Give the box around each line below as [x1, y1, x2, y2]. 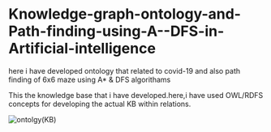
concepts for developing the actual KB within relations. [8, 99, 191, 109]
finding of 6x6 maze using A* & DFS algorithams [8, 75, 171, 84]
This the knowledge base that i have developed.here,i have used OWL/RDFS [8, 90, 264, 100]
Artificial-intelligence [8, 40, 157, 57]
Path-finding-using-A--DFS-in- [8, 22, 225, 40]
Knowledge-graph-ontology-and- [8, 5, 242, 23]
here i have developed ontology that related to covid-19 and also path [8, 66, 241, 75]
